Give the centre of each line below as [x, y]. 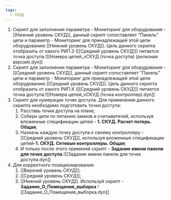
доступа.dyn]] [35, 159]
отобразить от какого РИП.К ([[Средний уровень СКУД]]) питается [86, 89]
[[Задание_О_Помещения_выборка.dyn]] [65, 192]
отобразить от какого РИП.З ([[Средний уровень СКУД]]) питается [86, 51]
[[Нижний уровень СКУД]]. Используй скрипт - [72, 181]
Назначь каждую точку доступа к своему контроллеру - [82, 132]
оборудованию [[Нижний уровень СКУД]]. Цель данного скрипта [84, 45]
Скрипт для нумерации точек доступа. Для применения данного [83, 99]
